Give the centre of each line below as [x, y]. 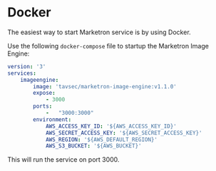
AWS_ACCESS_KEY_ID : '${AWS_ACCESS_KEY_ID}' [111, 126]
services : [22, 73]
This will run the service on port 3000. [63, 160]
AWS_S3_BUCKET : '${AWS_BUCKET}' [93, 146]
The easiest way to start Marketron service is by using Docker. [99, 32]
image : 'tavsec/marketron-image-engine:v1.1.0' [105, 86]
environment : [52, 119]
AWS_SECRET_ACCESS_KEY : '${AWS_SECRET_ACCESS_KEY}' [124, 133]
